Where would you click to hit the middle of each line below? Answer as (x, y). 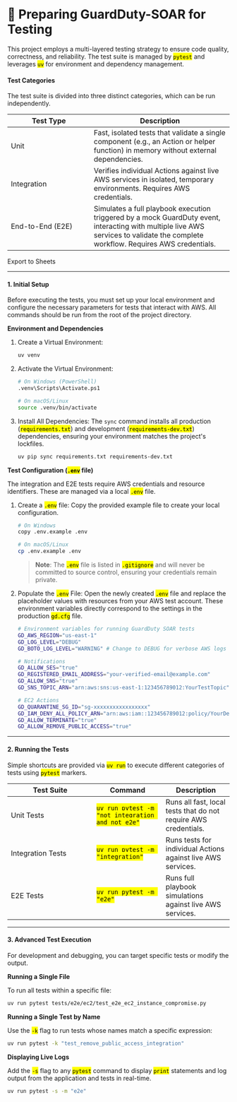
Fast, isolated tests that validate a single (160, 133)
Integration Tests (39, 853)
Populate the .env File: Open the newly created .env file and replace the (122, 593)
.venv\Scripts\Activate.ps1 (59, 389)
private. (46, 580)
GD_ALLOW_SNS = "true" (48, 681)
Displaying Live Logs (38, 1057)
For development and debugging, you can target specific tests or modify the (118, 955)
